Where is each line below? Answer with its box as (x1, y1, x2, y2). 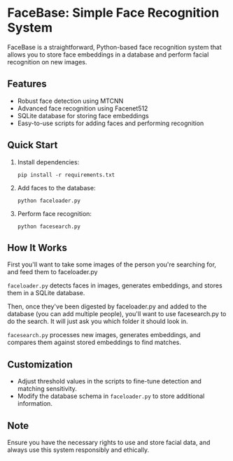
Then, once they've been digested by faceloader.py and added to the (7, 302, 207, 311)
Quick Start (7, 139, 58, 151)
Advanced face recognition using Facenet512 (17, 104, 148, 113)
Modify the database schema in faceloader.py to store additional (17, 392, 205, 400)
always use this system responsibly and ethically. (7, 446, 149, 454)
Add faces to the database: (17, 183, 96, 192)
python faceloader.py (17, 197, 80, 204)
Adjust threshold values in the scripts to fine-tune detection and (17, 377, 202, 385)
